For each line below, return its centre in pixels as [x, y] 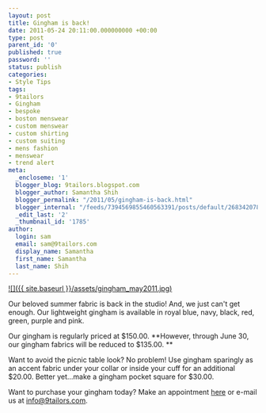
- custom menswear [38, 126]
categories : [28, 75]
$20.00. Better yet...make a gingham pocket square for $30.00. [111, 377]
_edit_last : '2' [42, 215]
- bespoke [25, 112]
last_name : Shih [42, 266]
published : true [35, 52]
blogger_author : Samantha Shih [67, 192]
